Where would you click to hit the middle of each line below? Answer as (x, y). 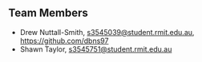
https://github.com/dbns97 (64, 41)
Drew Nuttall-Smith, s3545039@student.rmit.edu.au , (107, 32)
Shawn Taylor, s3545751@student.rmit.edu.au (96, 49)
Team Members (48, 13)
